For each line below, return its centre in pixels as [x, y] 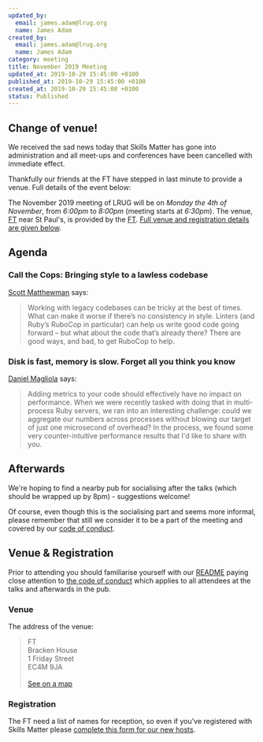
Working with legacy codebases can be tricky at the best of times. [135, 308]
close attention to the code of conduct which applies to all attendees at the [130, 580]
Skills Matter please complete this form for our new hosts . [102, 729]
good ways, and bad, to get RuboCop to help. [101, 341]
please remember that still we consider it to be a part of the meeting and [125, 520]
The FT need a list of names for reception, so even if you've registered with [130, 721]
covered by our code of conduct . [62, 528]
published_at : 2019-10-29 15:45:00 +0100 [77, 81]
